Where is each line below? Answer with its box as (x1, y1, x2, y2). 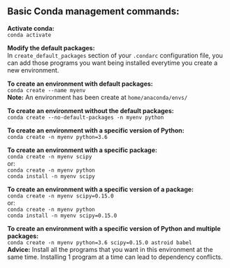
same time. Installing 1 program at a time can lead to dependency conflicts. (7, 253, 223, 261)
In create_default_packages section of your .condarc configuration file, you (7, 51, 224, 59)
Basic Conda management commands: (7, 6, 180, 17)
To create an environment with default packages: (7, 80, 154, 88)
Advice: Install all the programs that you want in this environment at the (7, 245, 213, 253)
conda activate (7, 31, 52, 38)
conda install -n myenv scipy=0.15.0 (7, 212, 117, 219)
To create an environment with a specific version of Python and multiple (7, 224, 221, 232)
